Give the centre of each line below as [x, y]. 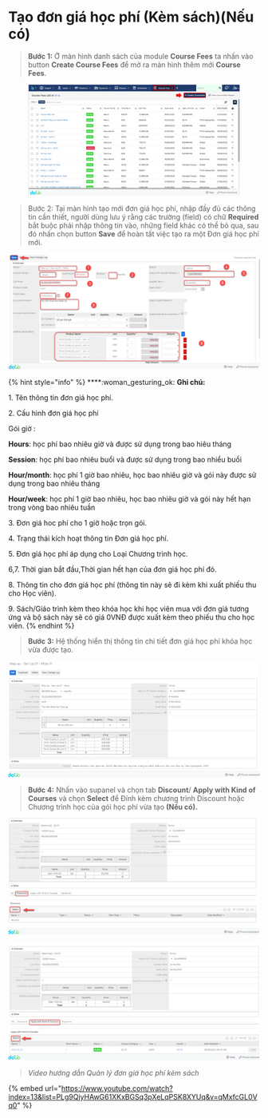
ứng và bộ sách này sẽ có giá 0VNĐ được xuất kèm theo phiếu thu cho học [132, 617]
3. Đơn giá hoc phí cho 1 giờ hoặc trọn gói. [78, 523]
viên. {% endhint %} [41, 626]
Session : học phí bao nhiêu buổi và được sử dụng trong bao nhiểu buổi [125, 460]
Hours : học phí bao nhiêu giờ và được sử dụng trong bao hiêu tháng [120, 444]
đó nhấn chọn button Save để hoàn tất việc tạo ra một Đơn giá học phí [143, 234]
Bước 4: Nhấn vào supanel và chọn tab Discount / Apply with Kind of [142, 790]
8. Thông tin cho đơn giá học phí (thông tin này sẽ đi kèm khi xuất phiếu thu [132, 585]
